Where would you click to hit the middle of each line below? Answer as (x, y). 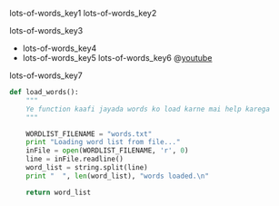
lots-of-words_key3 (46, 30)
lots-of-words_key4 (60, 48)
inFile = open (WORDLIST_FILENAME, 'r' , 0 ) (107, 151)
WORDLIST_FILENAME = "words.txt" (89, 134)
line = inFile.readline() (75, 159)
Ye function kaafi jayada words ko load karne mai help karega (148, 109)
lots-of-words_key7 (46, 75)
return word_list (59, 192)
